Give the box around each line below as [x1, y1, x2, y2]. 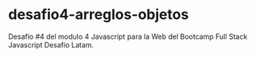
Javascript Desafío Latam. [8, 40, 94, 49]
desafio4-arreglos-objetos [8, 6, 189, 24]
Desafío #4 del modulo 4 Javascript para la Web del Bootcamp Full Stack [8, 32, 248, 41]
